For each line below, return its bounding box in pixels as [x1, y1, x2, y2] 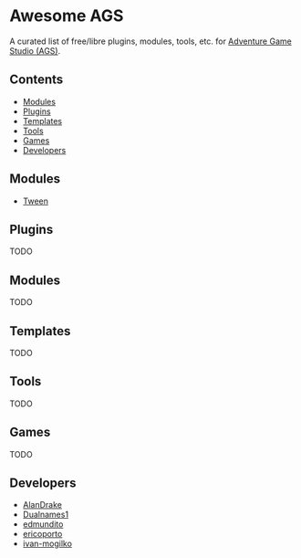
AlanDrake [22, 500, 62, 511]
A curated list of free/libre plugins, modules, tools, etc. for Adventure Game [9, 36, 292, 47]
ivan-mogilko [22, 538, 73, 549]
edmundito [22, 519, 64, 530]
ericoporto [22, 529, 63, 540]
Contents [9, 72, 64, 88]
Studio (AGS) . [9, 45, 61, 56]
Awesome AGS [9, 5, 124, 26]
